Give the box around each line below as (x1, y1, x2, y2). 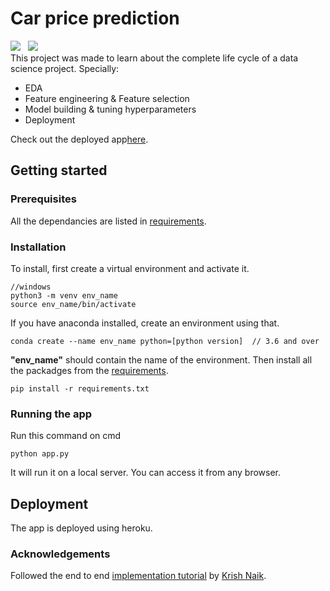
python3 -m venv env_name (10, 290, 118, 301)
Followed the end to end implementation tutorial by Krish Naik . (10, 570, 267, 582)
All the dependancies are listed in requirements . (10, 215, 207, 227)
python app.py (10, 449, 70, 459)
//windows (10, 282, 52, 292)
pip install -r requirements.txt (10, 383, 150, 394)
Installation (10, 240, 67, 254)
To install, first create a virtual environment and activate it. (10, 262, 250, 274)
